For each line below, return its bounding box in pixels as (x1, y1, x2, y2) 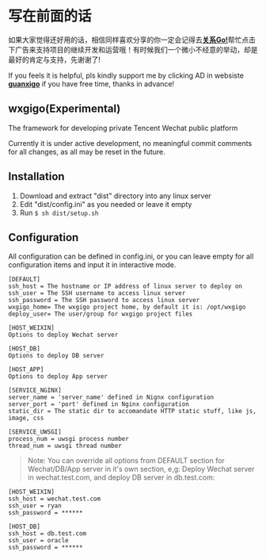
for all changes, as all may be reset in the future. (8, 147, 166, 156)
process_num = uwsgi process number (8, 435, 129, 443)
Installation (8, 170, 65, 183)
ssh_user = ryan (8, 502, 62, 510)
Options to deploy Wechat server (8, 331, 119, 339)
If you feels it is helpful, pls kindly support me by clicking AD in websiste (8, 71, 244, 80)
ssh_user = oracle (8, 537, 69, 545)
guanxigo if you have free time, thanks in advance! (8, 78, 175, 88)
